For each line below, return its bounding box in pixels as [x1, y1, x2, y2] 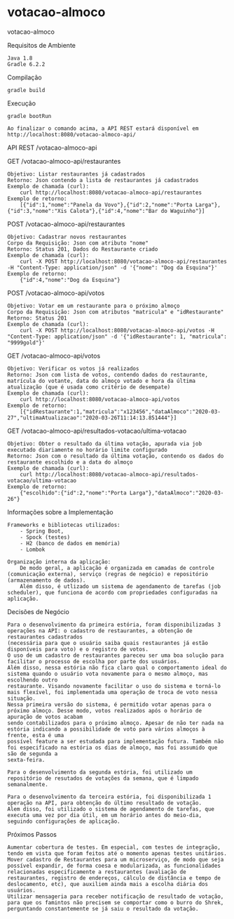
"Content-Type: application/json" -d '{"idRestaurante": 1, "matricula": [7, 333, 228, 340]
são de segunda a [7, 750, 58, 757]
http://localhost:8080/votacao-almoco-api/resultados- [35, 471, 199, 478]
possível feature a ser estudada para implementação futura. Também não [7, 738, 224, 745]
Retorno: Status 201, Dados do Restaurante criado [7, 245, 158, 253]
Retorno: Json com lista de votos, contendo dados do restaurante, [7, 371, 209, 378]
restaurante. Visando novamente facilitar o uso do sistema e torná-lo [7, 682, 221, 689]
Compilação [7, 73, 42, 82]
